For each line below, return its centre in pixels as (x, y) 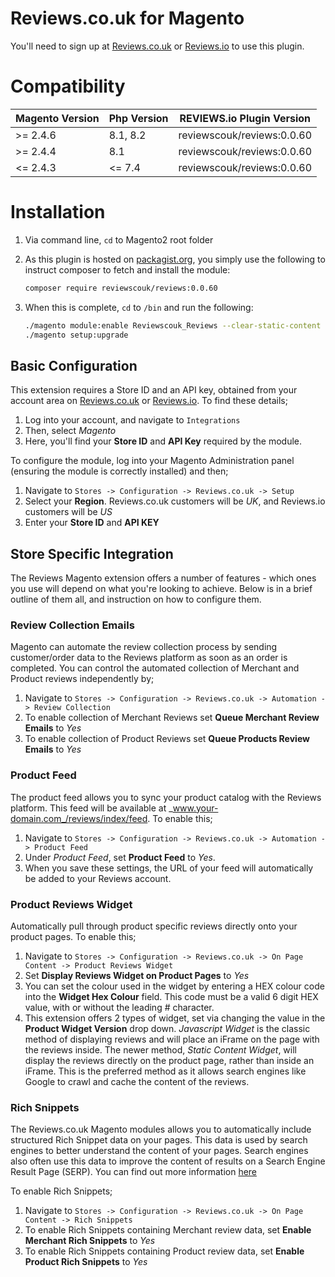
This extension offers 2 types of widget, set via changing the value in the (175, 1018)
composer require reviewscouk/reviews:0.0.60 (121, 288)
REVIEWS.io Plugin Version (245, 118)
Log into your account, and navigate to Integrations (132, 420)
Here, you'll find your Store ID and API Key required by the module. (163, 441)
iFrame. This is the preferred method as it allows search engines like (165, 1071)
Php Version (138, 118)
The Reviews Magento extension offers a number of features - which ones (163, 578)
